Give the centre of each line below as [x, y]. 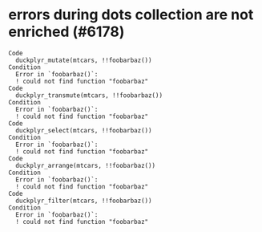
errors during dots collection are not [131, 15]
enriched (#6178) [67, 32]
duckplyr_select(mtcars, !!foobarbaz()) [84, 130]
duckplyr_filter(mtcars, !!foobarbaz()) [84, 201]
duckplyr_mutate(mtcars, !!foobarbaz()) [84, 60]
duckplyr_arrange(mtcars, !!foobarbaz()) [86, 165]
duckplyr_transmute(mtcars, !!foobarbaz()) [89, 95]
